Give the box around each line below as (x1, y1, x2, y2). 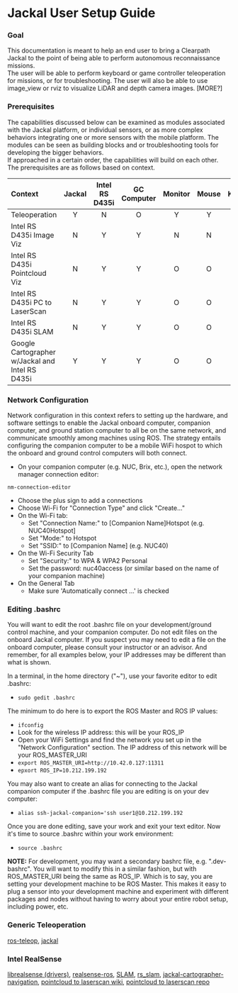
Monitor (162, 189, 191, 199)
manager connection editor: (17, 470, 99, 479)
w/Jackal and (11, 356, 55, 366)
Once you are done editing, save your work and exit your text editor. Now (7, 822, 221, 831)
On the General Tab (17, 579, 75, 588)
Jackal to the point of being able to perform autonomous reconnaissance (7, 54, 221, 62)
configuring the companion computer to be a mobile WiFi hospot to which (7, 441, 223, 450)
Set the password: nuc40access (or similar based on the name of (28, 564, 220, 572)
